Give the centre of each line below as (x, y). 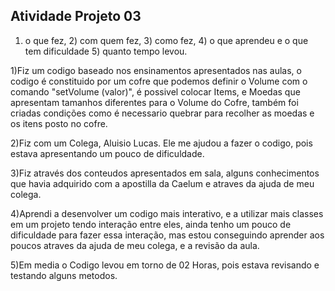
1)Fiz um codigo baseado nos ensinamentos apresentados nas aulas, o (156, 70)
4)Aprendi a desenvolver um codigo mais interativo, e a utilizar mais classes (167, 213)
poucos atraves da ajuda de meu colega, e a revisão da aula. (135, 245)
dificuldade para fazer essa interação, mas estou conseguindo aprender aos (167, 235)
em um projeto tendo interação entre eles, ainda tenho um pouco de (151, 224)
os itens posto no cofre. (59, 123)
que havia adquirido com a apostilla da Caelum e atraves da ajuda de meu (162, 183)
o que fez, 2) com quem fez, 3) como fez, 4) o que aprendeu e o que (166, 40)
